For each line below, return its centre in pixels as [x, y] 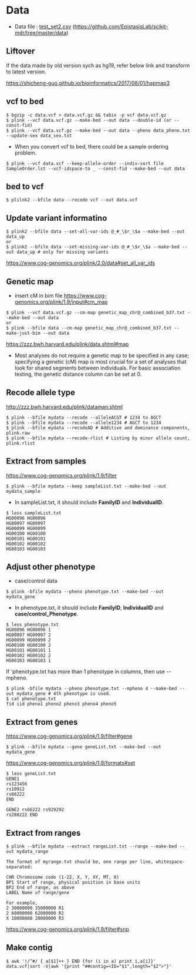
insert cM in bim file [38, 295]
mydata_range [33, 852]
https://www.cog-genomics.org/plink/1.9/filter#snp [67, 929]
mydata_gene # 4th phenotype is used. [64, 694]
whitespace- [170, 862]
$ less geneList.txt [31, 774]
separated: [19, 867]
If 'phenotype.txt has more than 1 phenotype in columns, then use [86, 672]
